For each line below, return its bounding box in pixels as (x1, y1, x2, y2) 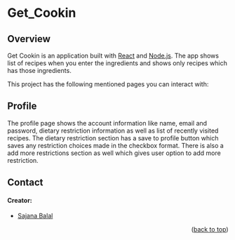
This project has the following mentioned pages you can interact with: (7, 80, 209, 88)
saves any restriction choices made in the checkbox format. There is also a (7, 141, 224, 149)
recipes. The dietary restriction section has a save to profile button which (7, 133, 219, 142)
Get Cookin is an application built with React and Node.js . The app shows (7, 51, 220, 60)
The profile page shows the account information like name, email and (7, 119, 208, 127)
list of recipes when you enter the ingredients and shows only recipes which (7, 59, 228, 67)
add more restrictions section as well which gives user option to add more (7, 149, 221, 157)
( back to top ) (191, 225, 229, 234)
